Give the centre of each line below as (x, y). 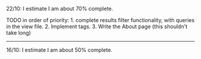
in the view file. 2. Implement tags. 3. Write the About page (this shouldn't (97, 27)
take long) (19, 33)
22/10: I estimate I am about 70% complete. (60, 9)
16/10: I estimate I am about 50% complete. (59, 50)
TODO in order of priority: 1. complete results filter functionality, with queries (100, 20)
